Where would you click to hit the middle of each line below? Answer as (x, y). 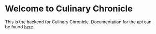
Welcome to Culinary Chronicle (69, 9)
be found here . (20, 26)
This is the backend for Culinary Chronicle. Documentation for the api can (78, 22)
